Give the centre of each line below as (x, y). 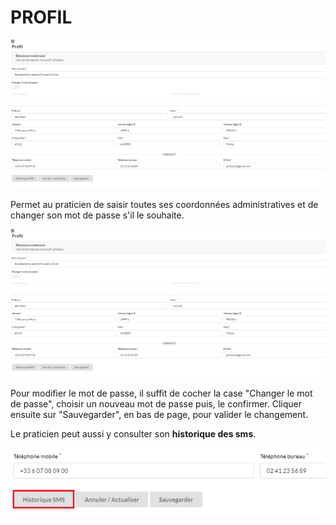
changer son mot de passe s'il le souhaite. (97, 215)
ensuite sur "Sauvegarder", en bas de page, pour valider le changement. (159, 415)
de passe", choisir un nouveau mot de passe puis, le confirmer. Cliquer (156, 404)
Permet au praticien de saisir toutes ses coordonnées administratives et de (164, 204)
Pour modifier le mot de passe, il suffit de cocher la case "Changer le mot (161, 393)
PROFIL (41, 17)
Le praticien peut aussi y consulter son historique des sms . (133, 434)
